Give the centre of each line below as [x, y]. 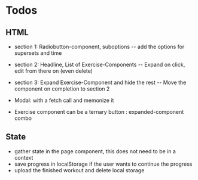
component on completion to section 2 [62, 89]
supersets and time [38, 53]
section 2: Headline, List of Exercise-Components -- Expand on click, [100, 64]
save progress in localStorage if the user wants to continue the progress [103, 164]
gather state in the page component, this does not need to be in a [95, 151]
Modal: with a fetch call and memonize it [64, 100]
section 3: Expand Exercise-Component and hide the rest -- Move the [100, 82]
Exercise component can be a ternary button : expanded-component [99, 112]
